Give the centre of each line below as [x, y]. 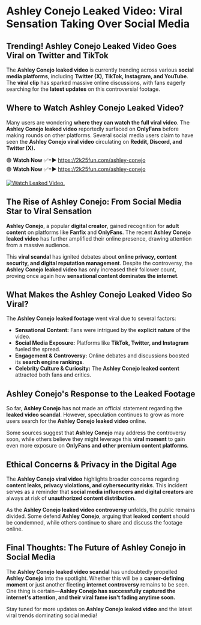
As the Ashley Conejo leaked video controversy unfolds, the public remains [101, 510]
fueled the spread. [38, 349]
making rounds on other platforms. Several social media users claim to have [100, 135]
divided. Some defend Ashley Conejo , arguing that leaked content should [98, 516]
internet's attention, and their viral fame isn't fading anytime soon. [91, 597]
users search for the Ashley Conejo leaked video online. [76, 421]
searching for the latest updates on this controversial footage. [83, 89]
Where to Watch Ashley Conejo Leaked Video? [95, 108]
